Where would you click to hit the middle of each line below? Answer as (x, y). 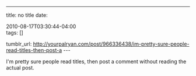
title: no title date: (27, 15)
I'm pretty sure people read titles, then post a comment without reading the (96, 61)
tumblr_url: (19, 44)
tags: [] (15, 32)
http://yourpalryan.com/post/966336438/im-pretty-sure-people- (111, 44)
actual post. (20, 68)
